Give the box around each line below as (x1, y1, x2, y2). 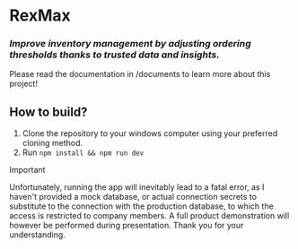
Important (9, 165, 46, 176)
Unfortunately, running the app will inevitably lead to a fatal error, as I (9, 182, 265, 193)
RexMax (9, 5, 71, 26)
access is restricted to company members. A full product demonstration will (9, 210, 290, 221)
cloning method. (22, 138, 83, 149)
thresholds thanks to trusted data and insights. (9, 48, 220, 61)
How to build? (9, 104, 88, 119)
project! (9, 78, 39, 90)
